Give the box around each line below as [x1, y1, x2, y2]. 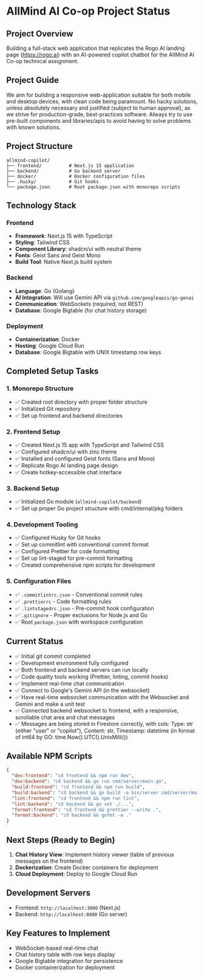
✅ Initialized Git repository [15, 405, 81, 412]
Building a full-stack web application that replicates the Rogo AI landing [6, 44, 185, 52]
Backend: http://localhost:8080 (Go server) [15, 910, 127, 917]
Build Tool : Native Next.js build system [15, 258, 112, 266]
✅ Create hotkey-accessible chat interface [15, 468, 122, 475]
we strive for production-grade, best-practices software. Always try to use [6, 111, 193, 118]
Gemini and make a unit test [15, 700, 85, 708]
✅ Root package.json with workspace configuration [15, 618, 143, 626]
